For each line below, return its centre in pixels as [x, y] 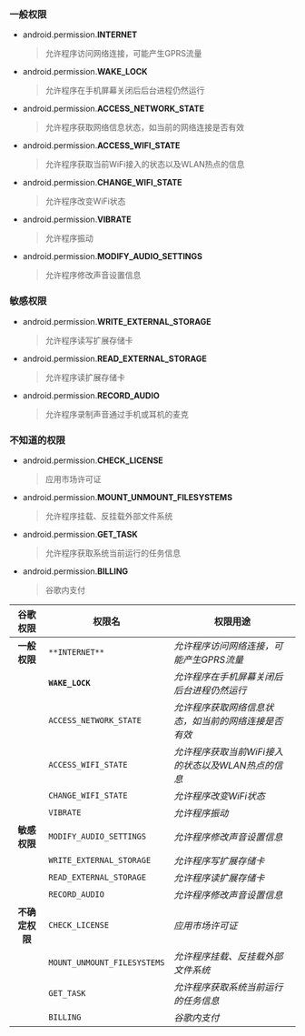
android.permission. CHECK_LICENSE [93, 460]
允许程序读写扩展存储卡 [89, 340]
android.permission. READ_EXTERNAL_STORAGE [114, 358]
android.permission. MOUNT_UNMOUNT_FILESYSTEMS [128, 497]
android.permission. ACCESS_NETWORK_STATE [113, 109]
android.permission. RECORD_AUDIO [91, 395]
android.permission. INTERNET [80, 35]
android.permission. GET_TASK [80, 534]
